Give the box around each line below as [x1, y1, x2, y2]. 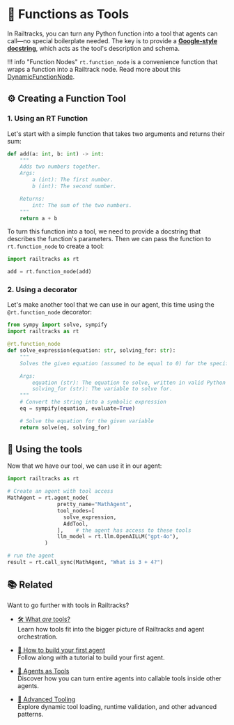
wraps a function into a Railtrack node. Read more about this [7, 65, 181, 73]
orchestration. [17, 632, 58, 641]
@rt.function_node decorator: [7, 308, 93, 316]
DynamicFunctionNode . [7, 72, 75, 81]
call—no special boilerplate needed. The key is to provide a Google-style [7, 36, 218, 45]
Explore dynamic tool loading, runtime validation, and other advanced [17, 702, 217, 710]
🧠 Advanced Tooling [17, 695, 76, 703]
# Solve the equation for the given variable [19, 418, 155, 425]
